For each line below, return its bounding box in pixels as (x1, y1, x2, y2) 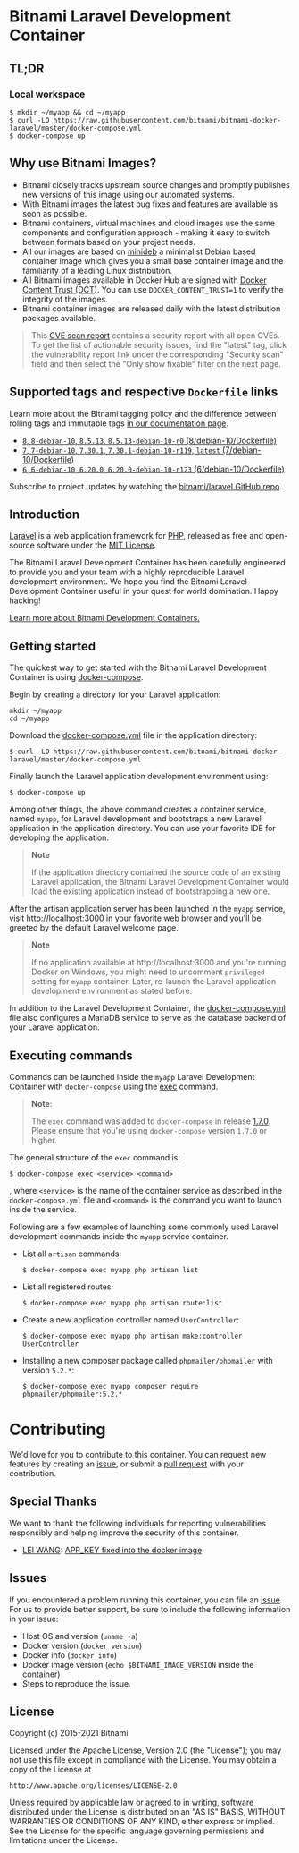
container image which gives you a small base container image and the (21, 255, 284, 266)
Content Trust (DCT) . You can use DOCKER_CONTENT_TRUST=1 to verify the (21, 284, 284, 294)
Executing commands (9, 1048, 133, 1063)
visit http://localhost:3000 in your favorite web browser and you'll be (9, 913, 262, 923)
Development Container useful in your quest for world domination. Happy (9, 586, 279, 597)
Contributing (9, 1420, 106, 1440)
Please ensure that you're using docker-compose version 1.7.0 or (30, 1125, 268, 1135)
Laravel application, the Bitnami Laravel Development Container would (30, 877, 290, 888)
